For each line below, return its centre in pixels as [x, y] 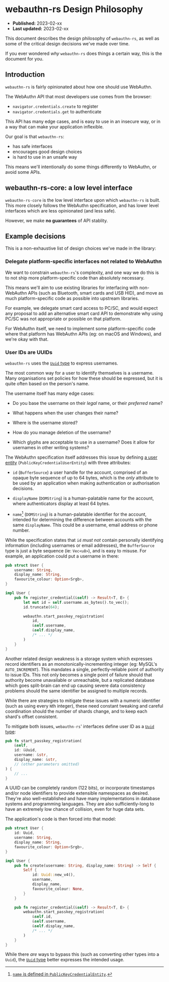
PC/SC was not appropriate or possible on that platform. [63, 319]
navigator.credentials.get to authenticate [57, 111]
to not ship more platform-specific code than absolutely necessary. [75, 277]
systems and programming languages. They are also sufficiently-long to [80, 804]
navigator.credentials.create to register [55, 106]
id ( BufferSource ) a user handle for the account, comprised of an [80, 472]
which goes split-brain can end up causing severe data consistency [75, 685]
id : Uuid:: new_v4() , [54, 875]
